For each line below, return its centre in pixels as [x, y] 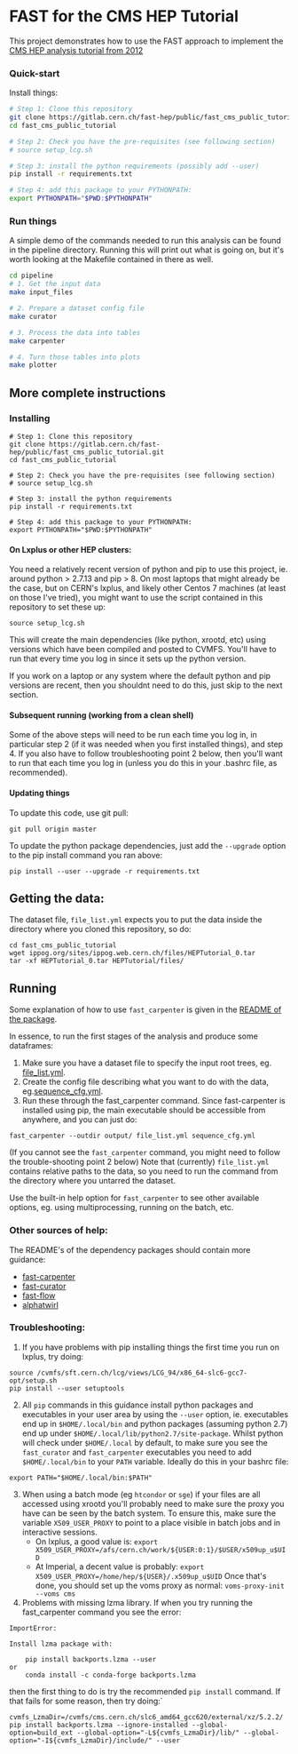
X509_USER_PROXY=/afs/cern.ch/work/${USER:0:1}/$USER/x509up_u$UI [161, 1550]
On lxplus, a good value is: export [96, 1541]
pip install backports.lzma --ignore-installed [99, 1725]
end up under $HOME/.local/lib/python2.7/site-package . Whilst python [153, 1433]
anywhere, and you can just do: [79, 1120]
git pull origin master [53, 829]
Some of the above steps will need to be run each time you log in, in [133, 735]
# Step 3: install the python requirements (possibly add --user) [134, 166]
